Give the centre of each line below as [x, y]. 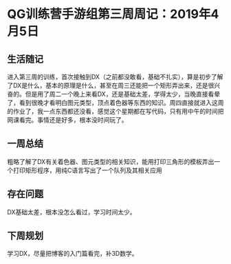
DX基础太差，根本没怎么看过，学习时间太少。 [71, 212]
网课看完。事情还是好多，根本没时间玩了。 [67, 120]
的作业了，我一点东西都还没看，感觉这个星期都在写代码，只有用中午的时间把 [115, 111]
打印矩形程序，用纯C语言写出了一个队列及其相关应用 [88, 170]
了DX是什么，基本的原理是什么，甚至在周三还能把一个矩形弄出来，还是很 [111, 85]
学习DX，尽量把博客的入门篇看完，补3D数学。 [73, 254]
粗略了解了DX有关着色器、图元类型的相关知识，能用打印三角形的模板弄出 [111, 161]
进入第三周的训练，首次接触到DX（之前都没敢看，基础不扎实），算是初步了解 [115, 77]
